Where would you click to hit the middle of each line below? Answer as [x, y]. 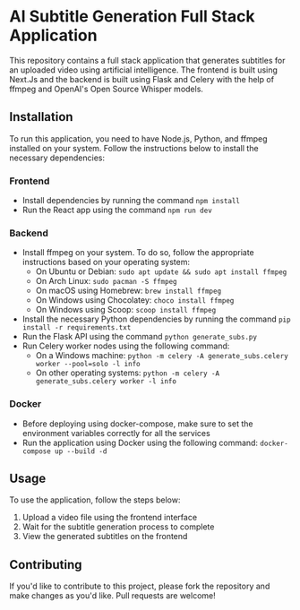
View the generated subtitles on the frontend [105, 537]
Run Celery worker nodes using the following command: [126, 346]
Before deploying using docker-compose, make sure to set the [137, 424]
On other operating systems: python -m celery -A [128, 373]
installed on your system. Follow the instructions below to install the [134, 148]
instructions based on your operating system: [106, 262]
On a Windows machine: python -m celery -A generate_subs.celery [162, 356]
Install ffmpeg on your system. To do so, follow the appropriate [138, 253]
